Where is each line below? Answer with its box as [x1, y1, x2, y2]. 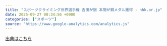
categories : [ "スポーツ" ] [5, 16, 57, 21]
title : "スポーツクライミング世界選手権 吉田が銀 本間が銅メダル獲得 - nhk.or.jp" [5, 7, 162, 12]
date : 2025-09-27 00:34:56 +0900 [5, 12, 76, 17]
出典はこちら [5, 35, 32, 41]
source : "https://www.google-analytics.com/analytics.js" [5, 21, 130, 26]
